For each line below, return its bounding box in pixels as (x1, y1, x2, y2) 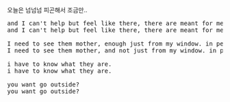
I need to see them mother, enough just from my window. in (7, 40, 214, 48)
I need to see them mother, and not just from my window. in (7, 47, 217, 54)
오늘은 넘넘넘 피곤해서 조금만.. (7, 6, 88, 14)
